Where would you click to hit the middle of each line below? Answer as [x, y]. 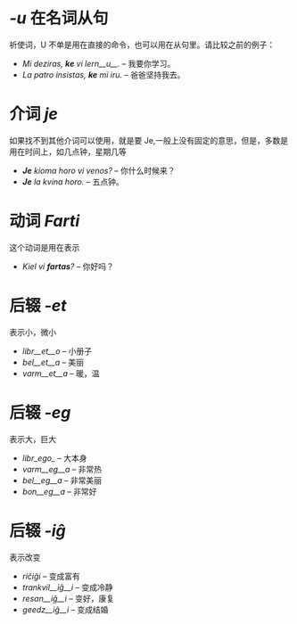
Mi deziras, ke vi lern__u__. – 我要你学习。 [99, 63]
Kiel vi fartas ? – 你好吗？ [68, 266]
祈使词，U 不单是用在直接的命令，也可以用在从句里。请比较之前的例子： [142, 45]
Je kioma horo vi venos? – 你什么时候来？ [99, 170]
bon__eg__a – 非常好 [59, 491]
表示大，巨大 [33, 439]
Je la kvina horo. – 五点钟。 [73, 181]
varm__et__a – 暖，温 [61, 373]
